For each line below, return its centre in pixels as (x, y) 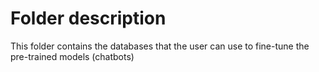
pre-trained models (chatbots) (72, 56)
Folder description (88, 18)
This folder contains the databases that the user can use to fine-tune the (160, 46)
